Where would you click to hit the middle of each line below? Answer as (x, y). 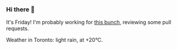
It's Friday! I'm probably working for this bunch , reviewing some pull (89, 22)
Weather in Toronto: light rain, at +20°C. (55, 40)
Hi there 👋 (21, 9)
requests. (18, 28)
